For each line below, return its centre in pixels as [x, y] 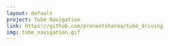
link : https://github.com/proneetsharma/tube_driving [85, 26]
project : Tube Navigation [43, 20]
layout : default [29, 13]
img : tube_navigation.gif [43, 32]
